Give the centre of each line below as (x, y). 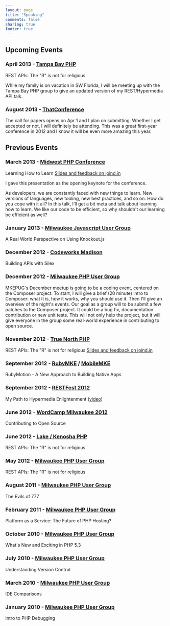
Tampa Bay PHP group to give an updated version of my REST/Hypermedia (84, 90)
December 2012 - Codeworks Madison (54, 252)
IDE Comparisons (23, 594)
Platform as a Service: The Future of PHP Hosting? (58, 521)
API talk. (14, 96)
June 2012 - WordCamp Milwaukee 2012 (56, 412)
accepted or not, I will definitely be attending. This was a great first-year (81, 126)
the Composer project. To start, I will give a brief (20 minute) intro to (77, 293)
